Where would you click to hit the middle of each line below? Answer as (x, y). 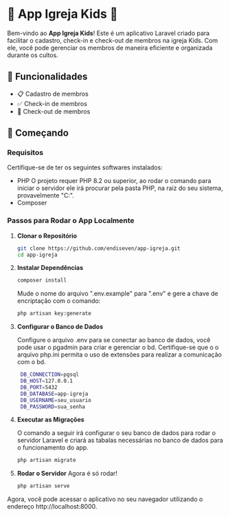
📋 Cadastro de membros (53, 94)
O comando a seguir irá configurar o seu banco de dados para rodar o (116, 433)
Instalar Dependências (50, 268)
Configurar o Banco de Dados (60, 327)
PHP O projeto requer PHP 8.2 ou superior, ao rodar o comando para (114, 181)
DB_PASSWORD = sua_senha (53, 407)
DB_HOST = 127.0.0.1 (47, 381)
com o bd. (31, 362)
